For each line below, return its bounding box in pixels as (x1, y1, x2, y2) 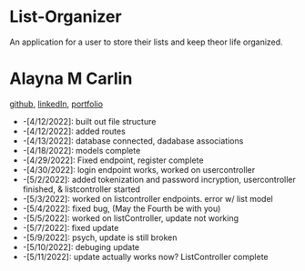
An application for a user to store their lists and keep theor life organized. (9, 36, 284, 47)
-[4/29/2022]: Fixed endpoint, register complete (22, 155, 204, 166)
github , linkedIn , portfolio (9, 98, 103, 109)
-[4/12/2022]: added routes (22, 125, 126, 136)
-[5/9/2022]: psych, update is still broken (22, 232, 178, 243)
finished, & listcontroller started (22, 184, 141, 195)
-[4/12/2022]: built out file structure (22, 115, 157, 126)
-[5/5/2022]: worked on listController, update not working (22, 212, 239, 224)
